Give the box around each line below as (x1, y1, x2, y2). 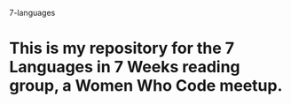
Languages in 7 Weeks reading (9, 57, 241, 78)
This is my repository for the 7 (9, 39, 235, 58)
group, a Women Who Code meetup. (9, 76, 283, 96)
